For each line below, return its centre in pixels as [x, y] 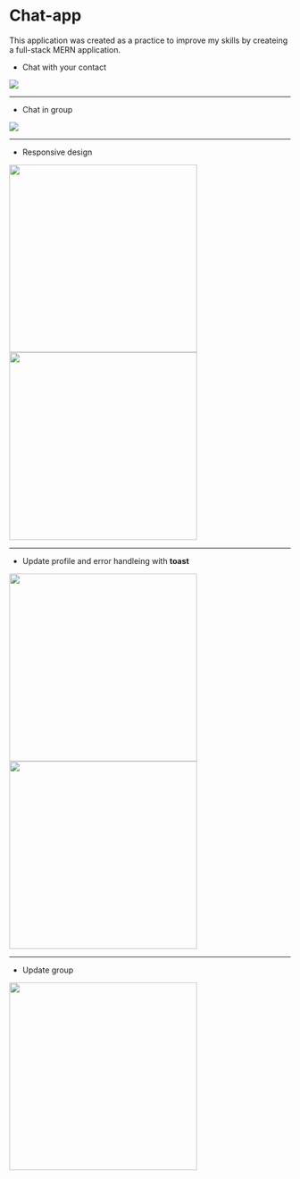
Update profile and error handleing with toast [105, 560]
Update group [48, 970]
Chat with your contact [64, 67]
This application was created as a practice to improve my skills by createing [149, 40]
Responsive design [57, 152]
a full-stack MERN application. [65, 49]
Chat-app [46, 16]
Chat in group [47, 109]
